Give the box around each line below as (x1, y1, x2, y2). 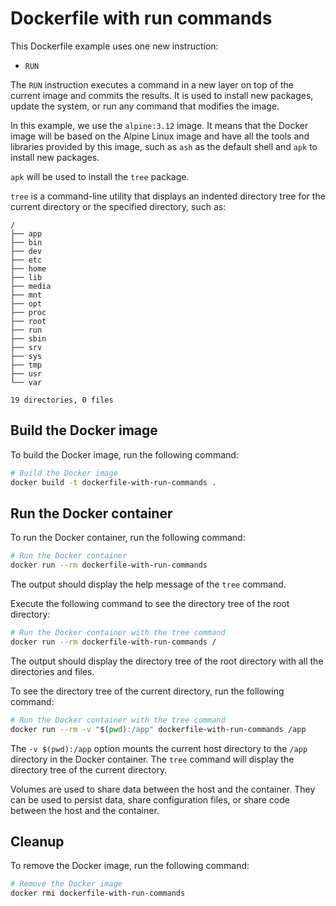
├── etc (10, 255, 43, 265)
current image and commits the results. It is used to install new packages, (10, 89, 314, 101)
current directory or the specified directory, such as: (10, 200, 227, 212)
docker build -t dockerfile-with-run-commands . (10, 477, 217, 487)
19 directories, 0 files (10, 395, 114, 405)
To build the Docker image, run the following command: (10, 448, 239, 461)
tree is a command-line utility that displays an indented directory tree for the (10, 190, 326, 202)
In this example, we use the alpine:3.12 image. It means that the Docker (10, 119, 309, 131)
